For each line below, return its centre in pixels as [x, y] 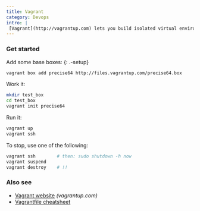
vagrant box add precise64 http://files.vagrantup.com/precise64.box [94, 73]
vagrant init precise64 [36, 106]
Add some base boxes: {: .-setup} [48, 62]
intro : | [17, 23]
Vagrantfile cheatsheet [43, 201]
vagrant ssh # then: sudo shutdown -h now [69, 156]
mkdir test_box [25, 95]
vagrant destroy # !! [37, 167]
